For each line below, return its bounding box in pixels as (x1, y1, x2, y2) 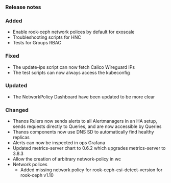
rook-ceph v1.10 (20, 172, 54, 178)
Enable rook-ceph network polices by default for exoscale (12, 29, 135, 35)
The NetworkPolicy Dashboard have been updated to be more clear (12, 93, 155, 100)
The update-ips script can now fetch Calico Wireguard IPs (12, 64, 135, 70)
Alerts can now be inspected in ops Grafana (12, 140, 106, 146)
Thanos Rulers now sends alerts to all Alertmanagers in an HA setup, (12, 118, 157, 124)
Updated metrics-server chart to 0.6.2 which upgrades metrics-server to (12, 145, 166, 151)
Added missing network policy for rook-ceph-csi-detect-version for (20, 167, 163, 173)
